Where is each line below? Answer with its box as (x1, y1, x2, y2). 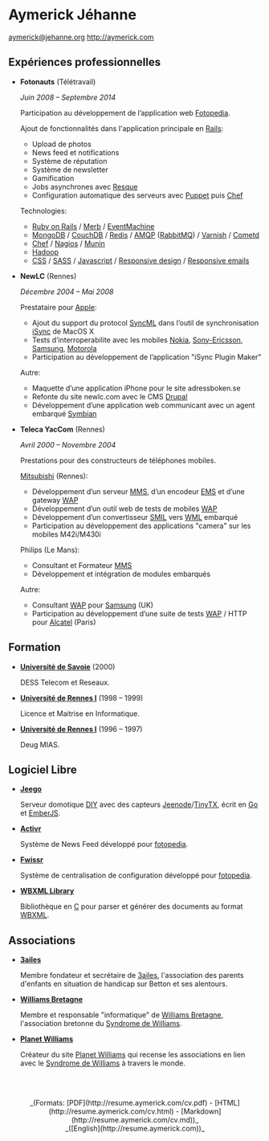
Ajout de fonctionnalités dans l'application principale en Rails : (19, 123, 224, 133)
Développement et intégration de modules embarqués (31, 569, 211, 579)
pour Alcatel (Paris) (31, 617, 96, 627)
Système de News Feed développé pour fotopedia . (19, 840, 189, 849)
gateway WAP (31, 495, 79, 505)
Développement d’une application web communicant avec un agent (31, 400, 255, 410)
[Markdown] (180, 1106, 222, 1116)
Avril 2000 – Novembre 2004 (19, 440, 116, 449)
